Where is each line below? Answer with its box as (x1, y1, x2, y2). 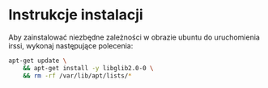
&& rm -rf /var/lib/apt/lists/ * (23, 71, 132, 80)
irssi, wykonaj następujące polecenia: (8, 40, 134, 50)
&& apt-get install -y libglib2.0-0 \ (23, 64, 154, 72)
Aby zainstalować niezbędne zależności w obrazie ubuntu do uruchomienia (8, 32, 261, 42)
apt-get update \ (8, 57, 67, 65)
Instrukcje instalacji (8, 6, 143, 24)
